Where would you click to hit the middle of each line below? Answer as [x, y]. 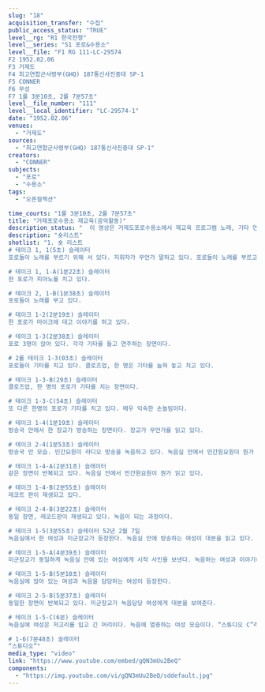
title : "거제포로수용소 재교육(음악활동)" [67, 221]
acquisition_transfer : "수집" [56, 23]
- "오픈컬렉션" [36, 199]
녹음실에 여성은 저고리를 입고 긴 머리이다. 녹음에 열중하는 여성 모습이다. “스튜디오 [125, 625]
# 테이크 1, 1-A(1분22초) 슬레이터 [59, 272]
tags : [17, 192]
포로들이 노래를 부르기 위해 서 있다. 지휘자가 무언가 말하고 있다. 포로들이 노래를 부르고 [133, 258]
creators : [24, 155]
